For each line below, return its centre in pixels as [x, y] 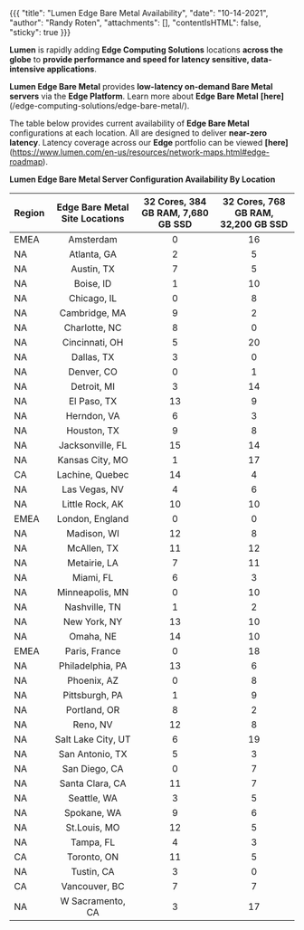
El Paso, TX [93, 401]
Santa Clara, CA [93, 783]
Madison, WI [93, 533]
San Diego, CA [93, 769]
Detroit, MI [93, 386]
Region [29, 213]
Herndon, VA [93, 416]
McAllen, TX [93, 548]
